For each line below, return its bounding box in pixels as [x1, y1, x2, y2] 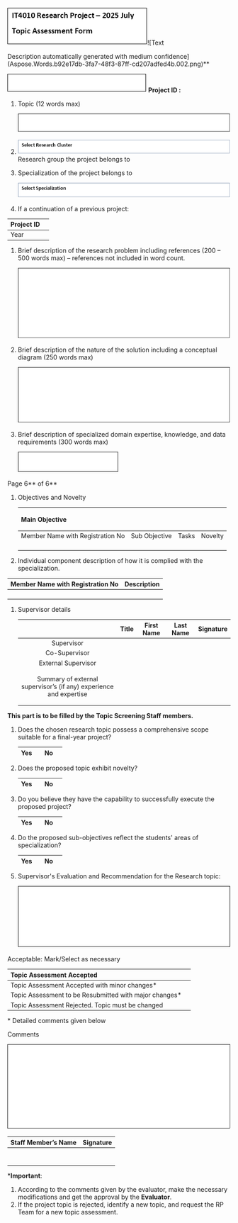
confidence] [154, 52, 190, 60]
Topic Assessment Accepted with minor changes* [10, 981, 157, 989]
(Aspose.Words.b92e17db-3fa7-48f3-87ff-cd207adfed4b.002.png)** [7, 60, 210, 68]
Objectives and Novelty [17, 493, 86, 502]
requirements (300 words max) [17, 437, 108, 447]
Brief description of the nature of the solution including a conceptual [17, 345, 217, 354]
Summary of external [36, 674, 98, 683]
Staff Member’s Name [10, 1138, 76, 1146]
